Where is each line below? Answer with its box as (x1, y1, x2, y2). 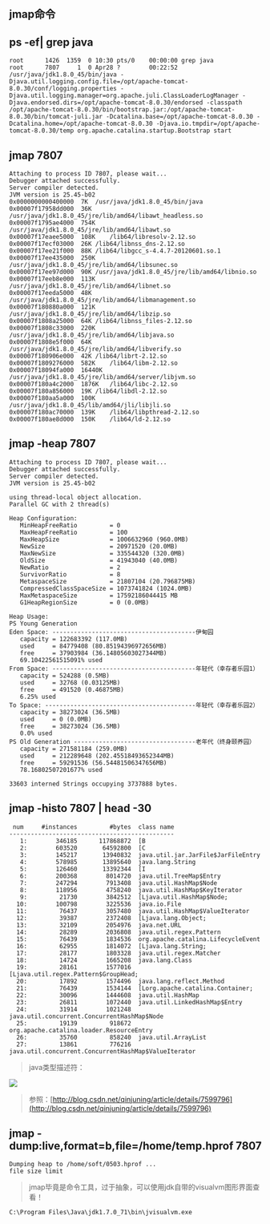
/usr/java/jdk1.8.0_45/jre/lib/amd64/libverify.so (9, 345, 182, 353)
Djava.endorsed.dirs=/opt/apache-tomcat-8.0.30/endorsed (9, 99, 204, 107)
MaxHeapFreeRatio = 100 (19, 528, 128, 536)
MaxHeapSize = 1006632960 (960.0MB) (19, 535, 189, 543)
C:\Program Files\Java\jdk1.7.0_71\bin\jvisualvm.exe (9, 1209, 193, 1217)
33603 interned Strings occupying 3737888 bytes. (9, 780, 179, 788)
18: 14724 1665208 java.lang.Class (16, 956, 193, 964)
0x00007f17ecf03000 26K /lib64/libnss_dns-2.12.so (9, 240, 185, 248)
